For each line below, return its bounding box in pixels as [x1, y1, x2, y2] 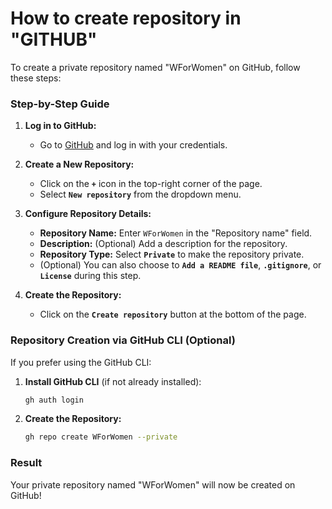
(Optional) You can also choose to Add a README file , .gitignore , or [39, 259, 322, 271]
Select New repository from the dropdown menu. [39, 188, 242, 201]
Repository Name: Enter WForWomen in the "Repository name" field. [39, 227, 313, 239]
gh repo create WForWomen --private [24, 432, 178, 442]
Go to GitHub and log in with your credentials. [39, 139, 228, 151]
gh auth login [24, 395, 84, 405]
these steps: [10, 72, 62, 84]
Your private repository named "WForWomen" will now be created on [10, 478, 296, 491]
